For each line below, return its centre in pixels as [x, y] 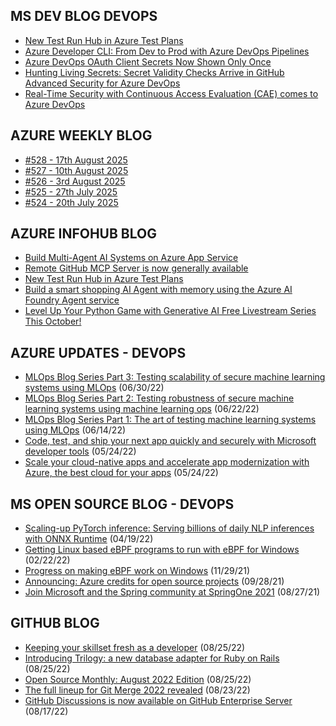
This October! [53, 321]
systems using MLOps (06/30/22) [94, 388]
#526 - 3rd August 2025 [75, 181]
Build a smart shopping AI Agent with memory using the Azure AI [158, 290]
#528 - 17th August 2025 [76, 160]
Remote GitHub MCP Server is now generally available [136, 268]
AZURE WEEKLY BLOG [81, 135]
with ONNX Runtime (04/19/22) [89, 539]
